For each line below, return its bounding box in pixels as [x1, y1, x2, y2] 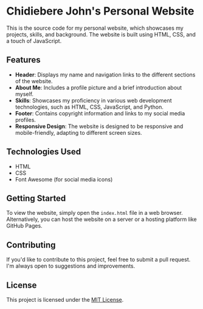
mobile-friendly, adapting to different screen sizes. [15, 129, 142, 136]
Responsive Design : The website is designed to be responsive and [15, 123, 184, 130]
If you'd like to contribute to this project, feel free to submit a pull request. [6, 256, 191, 263]
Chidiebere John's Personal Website [6, 4, 194, 18]
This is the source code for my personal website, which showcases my [6, 24, 184, 32]
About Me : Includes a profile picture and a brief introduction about [15, 84, 182, 91]
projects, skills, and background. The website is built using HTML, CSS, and [6, 30, 196, 38]
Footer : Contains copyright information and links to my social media [15, 109, 185, 117]
